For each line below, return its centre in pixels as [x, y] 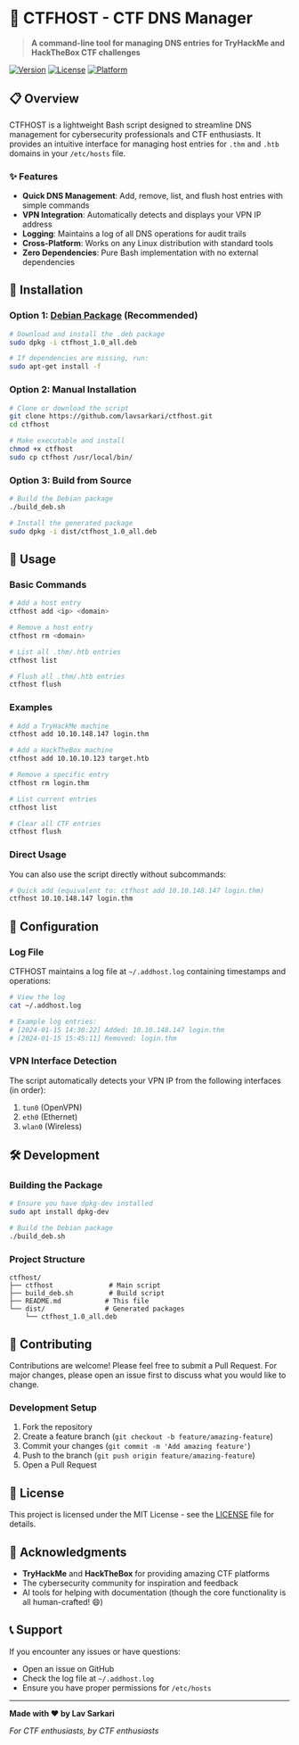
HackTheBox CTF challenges [85, 52]
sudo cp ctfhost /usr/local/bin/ [71, 457]
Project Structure [47, 1259]
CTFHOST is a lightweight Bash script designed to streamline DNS [130, 125]
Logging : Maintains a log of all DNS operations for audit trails [134, 234]
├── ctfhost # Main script [85, 1286]
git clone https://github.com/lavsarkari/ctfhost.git [111, 417]
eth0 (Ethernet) [50, 1116]
